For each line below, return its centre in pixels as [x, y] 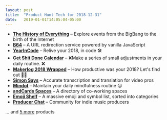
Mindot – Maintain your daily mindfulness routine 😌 [67, 86]
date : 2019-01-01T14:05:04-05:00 [43, 19]
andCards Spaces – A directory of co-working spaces [70, 91]
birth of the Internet [33, 39]
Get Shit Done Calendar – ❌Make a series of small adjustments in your [87, 58]
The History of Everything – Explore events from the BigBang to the [85, 34]
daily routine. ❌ [29, 64]
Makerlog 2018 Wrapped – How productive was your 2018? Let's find [86, 69]
